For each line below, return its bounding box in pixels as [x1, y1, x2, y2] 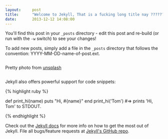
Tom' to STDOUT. [5, 103, 41, 109]
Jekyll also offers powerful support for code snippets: [5, 78, 116, 85]
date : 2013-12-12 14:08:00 [5, 16, 75, 21]
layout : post [5, 7, 41, 12]
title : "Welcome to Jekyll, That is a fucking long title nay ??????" [5, 12, 166, 17]
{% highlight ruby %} [5, 88, 48, 94]
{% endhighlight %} [5, 113, 46, 119]
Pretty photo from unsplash [5, 64, 61, 70]
